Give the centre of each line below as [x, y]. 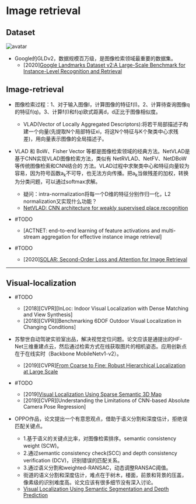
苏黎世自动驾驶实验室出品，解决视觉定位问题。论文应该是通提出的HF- [98, 339]
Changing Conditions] [49, 327]
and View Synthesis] [48, 315]
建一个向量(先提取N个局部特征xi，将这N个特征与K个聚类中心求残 [101, 131]
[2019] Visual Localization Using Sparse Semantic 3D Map [92, 394]
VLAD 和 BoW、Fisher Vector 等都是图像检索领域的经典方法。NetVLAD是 [102, 151]
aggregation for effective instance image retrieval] [101, 237]
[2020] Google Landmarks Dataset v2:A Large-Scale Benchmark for [104, 65]
